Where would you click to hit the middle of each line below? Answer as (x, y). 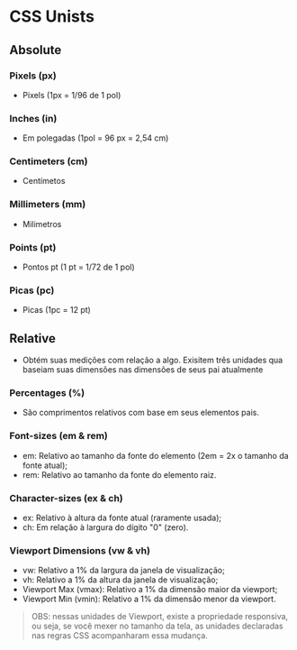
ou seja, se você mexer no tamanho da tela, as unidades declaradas (157, 626)
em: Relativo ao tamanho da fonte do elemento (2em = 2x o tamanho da (156, 455)
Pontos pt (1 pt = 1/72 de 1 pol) (78, 267)
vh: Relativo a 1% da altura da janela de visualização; (120, 580)
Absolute (36, 50)
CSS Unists (52, 17)
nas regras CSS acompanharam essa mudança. (120, 636)
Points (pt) (33, 247)
